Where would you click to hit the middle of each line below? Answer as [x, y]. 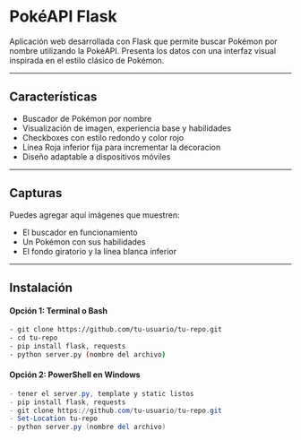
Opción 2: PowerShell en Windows [75, 375]
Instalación [41, 287]
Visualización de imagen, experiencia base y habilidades [126, 128]
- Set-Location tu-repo [54, 418]
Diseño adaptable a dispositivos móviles [96, 156]
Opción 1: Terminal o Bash [59, 310]
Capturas [36, 193]
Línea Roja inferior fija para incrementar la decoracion [121, 147]
